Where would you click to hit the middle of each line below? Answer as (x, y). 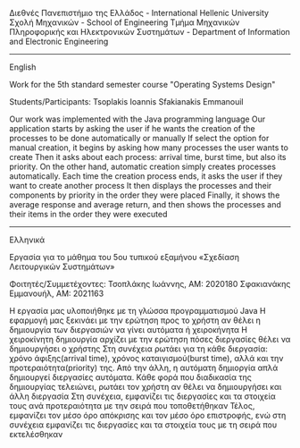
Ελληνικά (27, 240)
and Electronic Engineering (59, 41)
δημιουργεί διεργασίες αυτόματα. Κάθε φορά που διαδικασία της (130, 377)
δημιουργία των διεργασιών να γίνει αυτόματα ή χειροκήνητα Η (129, 330)
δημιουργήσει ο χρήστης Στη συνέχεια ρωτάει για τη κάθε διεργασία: (138, 349)
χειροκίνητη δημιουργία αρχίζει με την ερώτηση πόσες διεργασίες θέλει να (150, 339)
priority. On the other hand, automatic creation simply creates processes (143, 166)
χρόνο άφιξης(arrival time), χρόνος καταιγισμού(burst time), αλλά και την (146, 358)
